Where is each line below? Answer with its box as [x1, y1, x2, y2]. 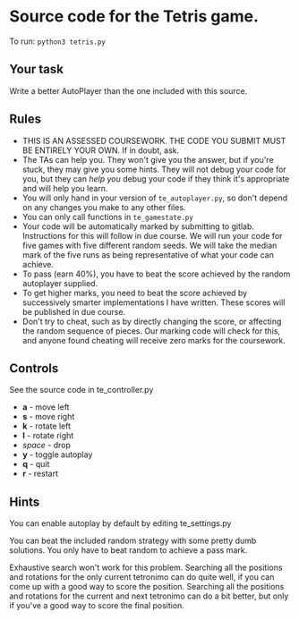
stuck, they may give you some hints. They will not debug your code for [21, 164, 286, 174]
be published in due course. [21, 306, 126, 317]
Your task [9, 62, 64, 77]
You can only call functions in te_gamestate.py [21, 211, 194, 222]
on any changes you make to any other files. [21, 201, 186, 212]
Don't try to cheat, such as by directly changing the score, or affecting [21, 316, 282, 327]
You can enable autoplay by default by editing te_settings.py [9, 518, 232, 529]
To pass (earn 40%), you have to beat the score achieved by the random [21, 268, 291, 279]
